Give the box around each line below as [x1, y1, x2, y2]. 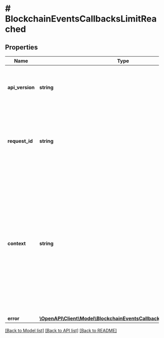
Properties [5, 43, 38, 51]
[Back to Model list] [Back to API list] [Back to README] [5, 328, 117, 333]
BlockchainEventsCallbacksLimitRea [5, 13, 157, 24]
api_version [7, 84, 35, 91]
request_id [7, 138, 33, 144]
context [7, 240, 26, 247]
